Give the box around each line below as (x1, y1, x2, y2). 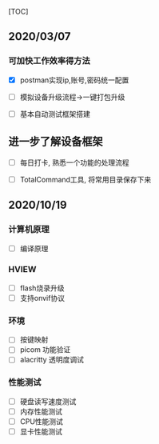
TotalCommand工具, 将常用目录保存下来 (19, 174, 152, 184)
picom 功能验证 (19, 345, 71, 354)
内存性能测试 (19, 406, 62, 416)
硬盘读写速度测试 (19, 396, 77, 406)
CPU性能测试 (19, 416, 64, 426)
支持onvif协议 (19, 293, 66, 302)
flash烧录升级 (19, 283, 65, 293)
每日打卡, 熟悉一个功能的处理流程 (19, 158, 129, 167)
